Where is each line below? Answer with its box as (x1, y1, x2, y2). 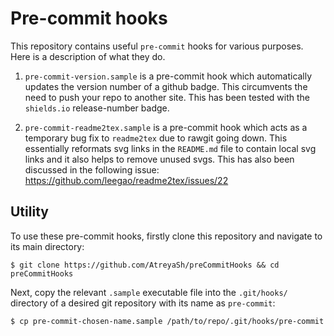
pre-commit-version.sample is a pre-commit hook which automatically (24, 70, 313, 82)
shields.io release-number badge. (24, 102, 170, 114)
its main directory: (10, 240, 85, 252)
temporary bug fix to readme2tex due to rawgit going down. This (24, 132, 288, 144)
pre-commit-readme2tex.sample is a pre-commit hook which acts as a (24, 121, 308, 133)
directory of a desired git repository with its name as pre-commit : (10, 297, 276, 309)
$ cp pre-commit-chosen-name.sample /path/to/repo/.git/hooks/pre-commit (10, 316, 325, 326)
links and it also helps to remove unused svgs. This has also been (24, 153, 295, 165)
